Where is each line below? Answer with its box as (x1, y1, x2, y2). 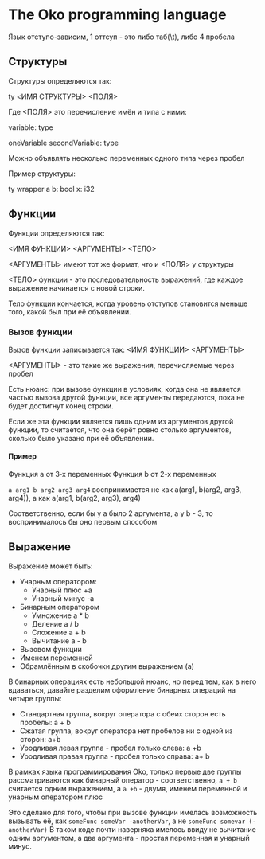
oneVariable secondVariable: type (8, 138, 119, 147)
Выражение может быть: (8, 561, 93, 571)
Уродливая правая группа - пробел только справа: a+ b (19, 751, 210, 761)
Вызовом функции (19, 644, 82, 654)
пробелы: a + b (19, 717, 72, 727)
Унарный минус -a (31, 593, 95, 603)
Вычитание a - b (31, 635, 88, 646)
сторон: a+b (19, 734, 61, 744)
